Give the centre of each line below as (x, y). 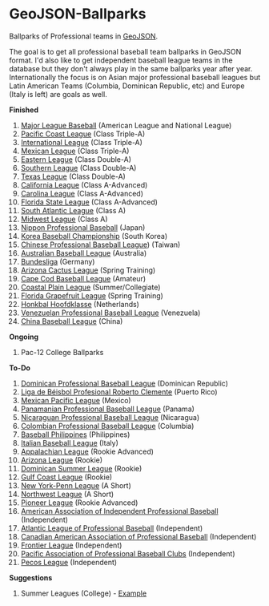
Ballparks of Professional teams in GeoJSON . (84, 36)
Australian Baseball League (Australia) (84, 252)
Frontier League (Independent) (71, 545)
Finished (24, 110)
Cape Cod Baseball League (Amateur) (83, 278)
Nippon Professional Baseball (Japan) (83, 227)
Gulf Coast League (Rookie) (66, 477)
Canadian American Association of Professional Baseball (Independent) (139, 536)
